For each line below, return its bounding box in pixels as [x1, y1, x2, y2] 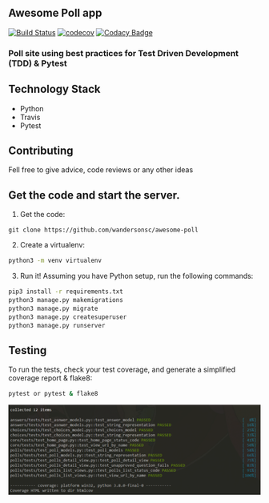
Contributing [8, 143, 74, 157]
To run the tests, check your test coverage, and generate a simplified [8, 364, 236, 375]
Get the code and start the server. [8, 188, 180, 202]
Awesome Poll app [8, 6, 102, 20]
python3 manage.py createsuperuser [8, 312, 127, 321]
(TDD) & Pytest [8, 58, 68, 69]
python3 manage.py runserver [8, 321, 106, 329]
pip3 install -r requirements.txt [8, 288, 124, 296]
